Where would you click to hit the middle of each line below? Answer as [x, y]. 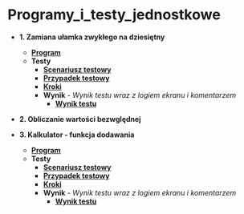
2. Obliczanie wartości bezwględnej [80, 119]
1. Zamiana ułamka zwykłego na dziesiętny [92, 37]
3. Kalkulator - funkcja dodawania [77, 135]
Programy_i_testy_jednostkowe [114, 15]
